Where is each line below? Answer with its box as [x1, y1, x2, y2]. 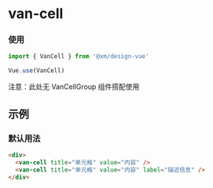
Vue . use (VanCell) [8, 67, 65, 75]
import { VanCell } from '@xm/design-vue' [8, 53, 149, 61]
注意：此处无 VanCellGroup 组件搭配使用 [8, 82, 140, 91]
